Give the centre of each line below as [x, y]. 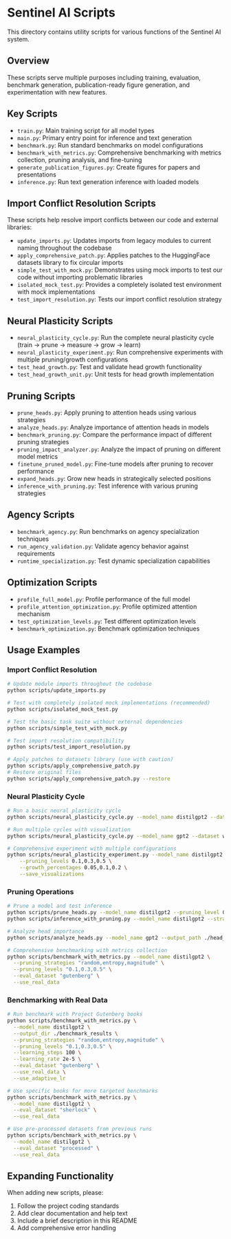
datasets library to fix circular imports [70, 263]
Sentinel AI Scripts [61, 13]
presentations [36, 175]
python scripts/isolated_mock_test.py [63, 709]
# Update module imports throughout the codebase [80, 684]
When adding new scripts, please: [55, 1193]
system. [18, 39]
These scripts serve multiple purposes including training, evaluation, [104, 77]
